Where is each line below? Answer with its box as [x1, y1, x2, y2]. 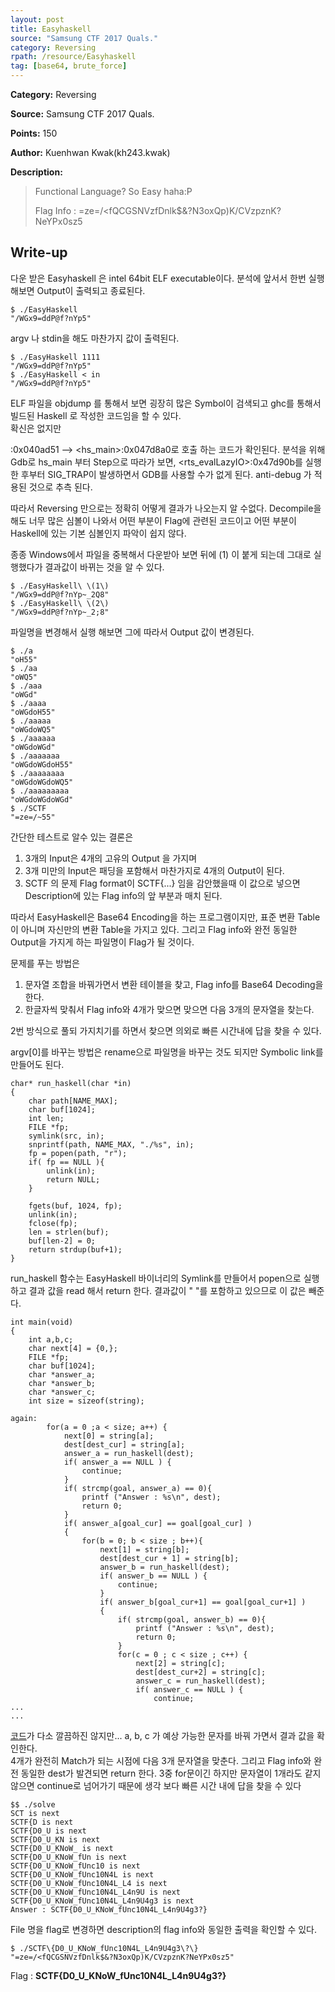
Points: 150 [10, 127, 58, 139]
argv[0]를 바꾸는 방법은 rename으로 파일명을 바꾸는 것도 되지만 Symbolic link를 [10, 1046, 324, 1058]
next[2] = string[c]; [135, 1658, 226, 1668]
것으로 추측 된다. [28, 481, 93, 493]
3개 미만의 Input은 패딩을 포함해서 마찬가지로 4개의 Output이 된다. [24, 864, 285, 876]
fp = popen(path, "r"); [28, 1148, 128, 1158]
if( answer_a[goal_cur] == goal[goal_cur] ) [63, 1518, 253, 1528]
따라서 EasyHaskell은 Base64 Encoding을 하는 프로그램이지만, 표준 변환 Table [10, 911, 321, 923]
